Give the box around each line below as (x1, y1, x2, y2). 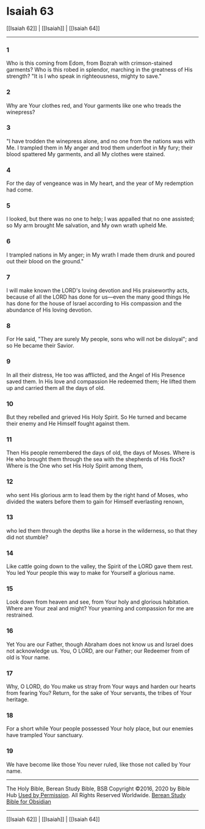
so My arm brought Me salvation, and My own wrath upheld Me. (6, 222, 168, 229)
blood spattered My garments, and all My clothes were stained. (6, 150, 165, 157)
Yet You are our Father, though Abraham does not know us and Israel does (6, 640, 193, 648)
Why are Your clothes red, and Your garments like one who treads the (6, 102, 181, 109)
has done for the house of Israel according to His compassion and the (6, 300, 182, 307)
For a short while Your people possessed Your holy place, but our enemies (6, 725, 193, 732)
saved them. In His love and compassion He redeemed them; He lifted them (6, 378, 196, 385)
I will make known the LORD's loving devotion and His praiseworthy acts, (6, 287, 189, 294)
